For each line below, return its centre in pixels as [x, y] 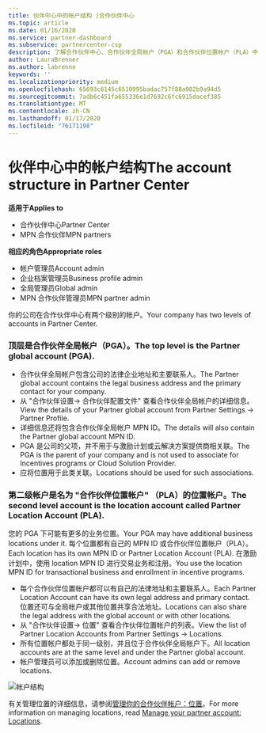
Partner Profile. [44, 418]
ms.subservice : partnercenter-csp [65, 45]
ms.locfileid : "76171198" [51, 126]
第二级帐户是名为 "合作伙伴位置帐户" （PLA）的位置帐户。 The [127, 495]
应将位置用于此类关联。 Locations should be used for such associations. [137, 473]
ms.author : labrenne [42, 67]
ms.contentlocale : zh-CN [49, 112]
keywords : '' [30, 74]
